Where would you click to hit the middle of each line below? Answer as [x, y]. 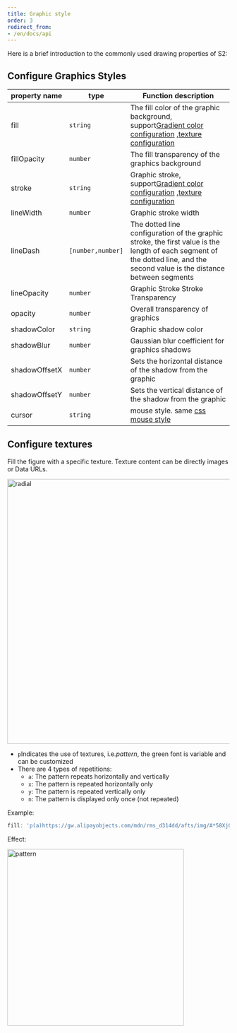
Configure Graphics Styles [67, 76]
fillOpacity [28, 159]
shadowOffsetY [36, 395]
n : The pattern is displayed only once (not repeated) [103, 798]
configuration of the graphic [177, 233]
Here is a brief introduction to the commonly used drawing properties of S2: [117, 54]
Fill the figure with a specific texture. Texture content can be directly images [118, 461]
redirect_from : [30, 27]
